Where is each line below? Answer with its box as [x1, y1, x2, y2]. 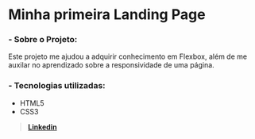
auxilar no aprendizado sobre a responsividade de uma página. [8, 60, 214, 70]
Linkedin [27, 122, 57, 132]
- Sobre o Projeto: [8, 34, 78, 45]
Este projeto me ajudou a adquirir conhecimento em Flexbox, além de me [8, 52, 248, 61]
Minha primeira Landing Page [8, 6, 206, 24]
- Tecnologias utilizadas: [8, 80, 106, 91]
